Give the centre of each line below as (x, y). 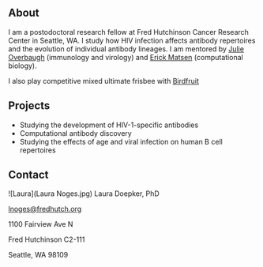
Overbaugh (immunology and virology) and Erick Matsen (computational (126, 57)
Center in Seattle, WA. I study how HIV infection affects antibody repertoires (132, 40)
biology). (23, 66)
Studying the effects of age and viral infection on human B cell (121, 141)
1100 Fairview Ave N (41, 224)
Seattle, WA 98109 (38, 255)
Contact (28, 175)
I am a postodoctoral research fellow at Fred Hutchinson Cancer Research (128, 32)
